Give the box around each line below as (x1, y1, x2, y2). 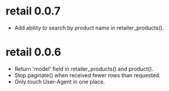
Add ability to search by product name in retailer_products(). (14, 24, 164, 31)
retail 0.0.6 (5, 45, 61, 59)
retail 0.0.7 (5, 4, 61, 18)
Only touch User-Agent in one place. (14, 78, 105, 85)
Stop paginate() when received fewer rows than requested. (14, 71, 161, 79)
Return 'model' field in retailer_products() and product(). (14, 65, 154, 72)
